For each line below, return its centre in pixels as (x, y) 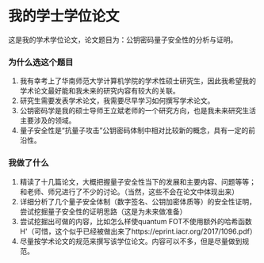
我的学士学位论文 (64, 16)
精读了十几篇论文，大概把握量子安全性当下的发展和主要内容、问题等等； (138, 181)
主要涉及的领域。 (48, 120)
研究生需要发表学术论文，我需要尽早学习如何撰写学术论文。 (117, 101)
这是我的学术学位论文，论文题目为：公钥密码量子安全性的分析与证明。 (123, 40)
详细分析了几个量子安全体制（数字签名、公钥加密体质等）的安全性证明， (138, 201)
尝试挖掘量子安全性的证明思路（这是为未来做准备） (103, 212)
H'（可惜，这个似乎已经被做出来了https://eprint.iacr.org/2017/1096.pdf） (138, 231)
